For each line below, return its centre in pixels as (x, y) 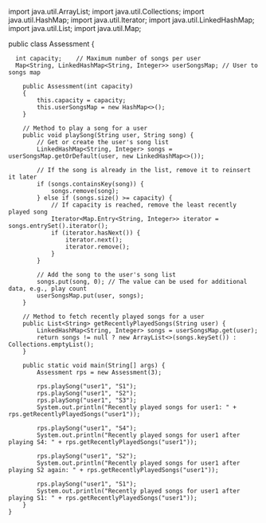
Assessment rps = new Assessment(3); (99, 372)
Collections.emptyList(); (51, 344)
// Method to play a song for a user (85, 128)
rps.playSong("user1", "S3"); (87, 400)
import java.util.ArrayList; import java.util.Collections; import (106, 12)
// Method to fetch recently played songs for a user (113, 317)
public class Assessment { (51, 44)
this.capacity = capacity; (82, 100)
